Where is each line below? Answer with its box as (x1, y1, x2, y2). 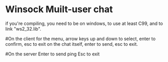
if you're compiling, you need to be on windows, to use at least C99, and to (5, 20, 163, 26)
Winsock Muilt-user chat (5, 4, 113, 15)
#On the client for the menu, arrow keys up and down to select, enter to (5, 36, 156, 42)
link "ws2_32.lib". (5, 25, 42, 32)
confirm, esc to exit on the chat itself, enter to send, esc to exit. (5, 41, 138, 47)
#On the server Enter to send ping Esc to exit (5, 51, 100, 57)
